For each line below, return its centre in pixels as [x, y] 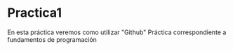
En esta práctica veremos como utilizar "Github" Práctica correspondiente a [117, 32]
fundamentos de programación [52, 39]
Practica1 [34, 13]
